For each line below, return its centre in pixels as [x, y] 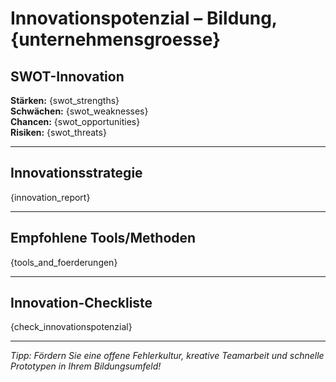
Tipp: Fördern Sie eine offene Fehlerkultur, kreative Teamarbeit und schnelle [167, 356]
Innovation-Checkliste [81, 303]
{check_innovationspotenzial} [71, 327]
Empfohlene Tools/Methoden [103, 238]
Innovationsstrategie [76, 173]
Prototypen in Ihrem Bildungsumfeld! [86, 366]
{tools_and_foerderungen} [64, 262]
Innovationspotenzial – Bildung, [144, 18]
